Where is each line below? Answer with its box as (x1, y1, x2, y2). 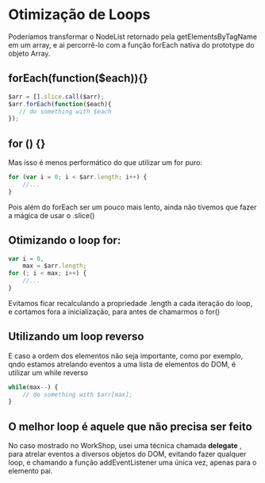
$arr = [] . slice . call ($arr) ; (8, 93, 105, 101)
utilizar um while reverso (8, 367, 89, 378)
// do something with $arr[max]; (22, 390, 133, 398)
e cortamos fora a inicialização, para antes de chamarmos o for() (8, 307, 221, 316)
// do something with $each (18, 107, 112, 116)
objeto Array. (8, 48, 51, 58)
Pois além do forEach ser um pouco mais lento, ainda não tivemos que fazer (8, 202, 257, 212)
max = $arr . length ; (22, 262, 87, 270)
